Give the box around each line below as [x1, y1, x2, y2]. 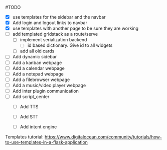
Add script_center [12, 93, 50, 100]
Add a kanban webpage [12, 59, 62, 65]
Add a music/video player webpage [12, 82, 86, 88]
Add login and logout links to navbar [12, 20, 88, 26]
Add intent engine [20, 124, 57, 130]
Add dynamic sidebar [12, 54, 57, 60]
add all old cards [20, 48, 55, 54]
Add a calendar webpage [12, 65, 65, 71]
